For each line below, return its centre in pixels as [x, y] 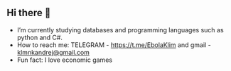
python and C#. [40, 37]
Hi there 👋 [29, 13]
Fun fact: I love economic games [65, 60]
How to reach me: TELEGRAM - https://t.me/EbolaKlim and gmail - [114, 45]
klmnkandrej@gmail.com [53, 52]
